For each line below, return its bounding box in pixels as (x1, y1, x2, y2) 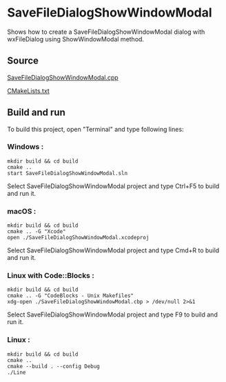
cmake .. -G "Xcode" (7, 228, 67, 235)
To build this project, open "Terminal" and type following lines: (7, 125, 184, 133)
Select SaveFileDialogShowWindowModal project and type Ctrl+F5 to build (7, 181, 220, 190)
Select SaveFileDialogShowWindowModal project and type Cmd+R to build (7, 246, 220, 254)
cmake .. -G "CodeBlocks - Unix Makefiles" (7, 292, 134, 299)
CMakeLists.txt (7, 86, 50, 94)
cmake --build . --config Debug (7, 363, 100, 370)
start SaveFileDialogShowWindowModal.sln (7, 170, 128, 177)
